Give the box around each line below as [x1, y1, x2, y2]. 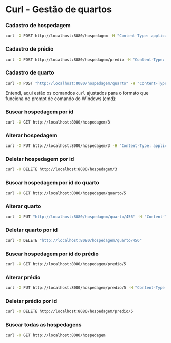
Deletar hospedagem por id [5, 155, 74, 162]
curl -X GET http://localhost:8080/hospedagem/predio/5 [5, 262, 126, 267]
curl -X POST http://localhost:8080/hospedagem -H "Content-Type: [5, 33, 149, 39]
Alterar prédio [5, 274, 41, 281]
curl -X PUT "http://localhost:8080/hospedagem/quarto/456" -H [5, 214, 142, 219]
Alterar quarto [5, 203, 41, 210]
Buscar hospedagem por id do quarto [5, 179, 99, 186]
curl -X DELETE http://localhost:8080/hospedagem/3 [5, 167, 117, 172]
